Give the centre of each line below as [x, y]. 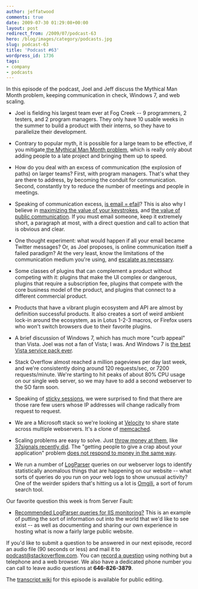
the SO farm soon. [37, 387]
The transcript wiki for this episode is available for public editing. [85, 580]
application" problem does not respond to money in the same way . [95, 453]
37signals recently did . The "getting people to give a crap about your [98, 447]
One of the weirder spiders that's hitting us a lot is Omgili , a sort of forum [103, 484]
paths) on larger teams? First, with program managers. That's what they [102, 174]
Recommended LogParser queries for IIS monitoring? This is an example [103, 513]
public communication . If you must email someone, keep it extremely [98, 217]
